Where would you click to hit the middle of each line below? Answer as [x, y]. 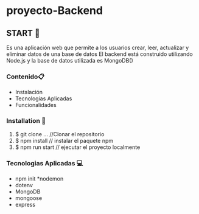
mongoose [29, 198]
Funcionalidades [36, 105]
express [25, 204]
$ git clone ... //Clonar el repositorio [60, 134]
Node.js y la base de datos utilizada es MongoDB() [70, 60]
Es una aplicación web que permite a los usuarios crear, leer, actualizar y [98, 47]
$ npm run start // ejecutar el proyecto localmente [78, 147]
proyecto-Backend [55, 11]
